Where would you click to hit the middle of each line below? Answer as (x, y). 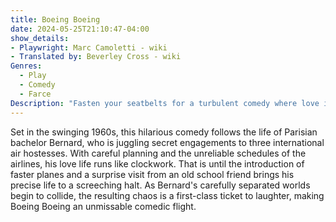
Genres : (26, 66)
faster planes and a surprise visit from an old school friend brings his (152, 174)
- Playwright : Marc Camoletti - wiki (89, 47)
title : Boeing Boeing (55, 19)
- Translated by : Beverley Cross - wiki (96, 57)
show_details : (40, 38)
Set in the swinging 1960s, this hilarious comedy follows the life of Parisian (164, 132)
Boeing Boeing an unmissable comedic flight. (103, 206)
